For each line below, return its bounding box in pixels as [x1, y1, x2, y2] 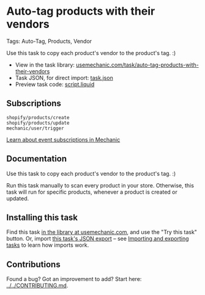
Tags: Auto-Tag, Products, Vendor [6, 37, 92, 45]
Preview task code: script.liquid [15, 81, 95, 88]
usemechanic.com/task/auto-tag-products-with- [76, 61, 199, 68]
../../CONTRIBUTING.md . [6, 282, 69, 290]
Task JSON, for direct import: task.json [15, 74, 113, 81]
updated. [6, 194, 29, 202]
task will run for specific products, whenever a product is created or [6, 188, 177, 195]
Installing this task [6, 212, 78, 222]
